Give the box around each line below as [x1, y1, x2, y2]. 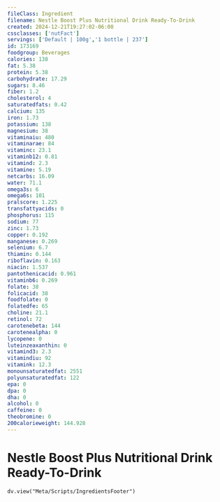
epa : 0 [7, 380, 27, 388]
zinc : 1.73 [7, 224, 39, 231]
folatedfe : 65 [7, 303, 49, 310]
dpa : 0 [7, 387, 27, 394]
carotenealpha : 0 [7, 329, 58, 336]
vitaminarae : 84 [7, 141, 54, 148]
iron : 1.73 [7, 114, 39, 121]
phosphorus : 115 [7, 212, 54, 219]
